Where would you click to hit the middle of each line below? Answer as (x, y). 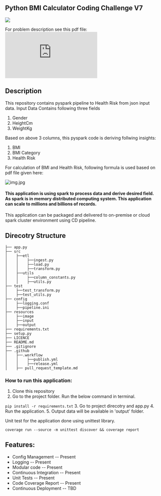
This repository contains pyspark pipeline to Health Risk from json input (77, 103)
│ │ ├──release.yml (31, 364)
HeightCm (22, 123)
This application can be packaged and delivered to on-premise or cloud (78, 215)
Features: (20, 445)
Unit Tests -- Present (33, 478)
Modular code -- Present (37, 467)
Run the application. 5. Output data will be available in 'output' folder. (75, 411)
